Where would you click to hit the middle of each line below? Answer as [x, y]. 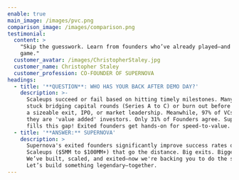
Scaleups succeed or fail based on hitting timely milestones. [122, 100]
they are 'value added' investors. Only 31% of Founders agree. [123, 119]
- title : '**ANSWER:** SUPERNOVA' [65, 133]
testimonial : [27, 34]
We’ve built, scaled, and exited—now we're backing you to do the [127, 159]
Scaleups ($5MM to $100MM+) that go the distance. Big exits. [120, 152]
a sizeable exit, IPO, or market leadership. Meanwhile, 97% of [123, 113]
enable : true [27, 14]
